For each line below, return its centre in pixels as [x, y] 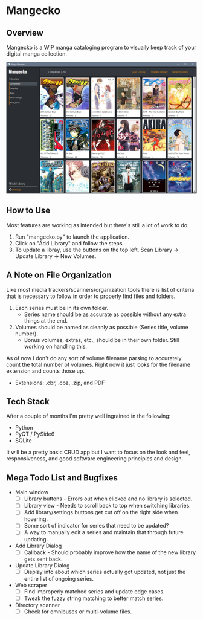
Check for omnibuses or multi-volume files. [78, 612]
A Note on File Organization [59, 275]
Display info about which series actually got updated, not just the [105, 572]
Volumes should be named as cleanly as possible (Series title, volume [101, 327]
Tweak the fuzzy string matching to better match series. [94, 598]
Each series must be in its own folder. [62, 308]
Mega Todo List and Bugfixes [62, 478]
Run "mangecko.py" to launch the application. [72, 237]
